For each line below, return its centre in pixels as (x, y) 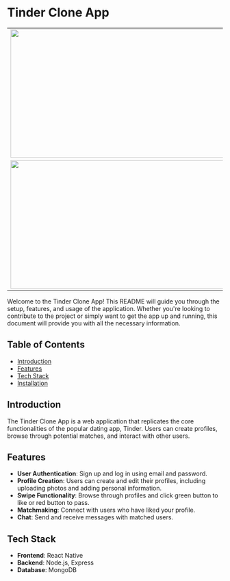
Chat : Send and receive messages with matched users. (95, 517)
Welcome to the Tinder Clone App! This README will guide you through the (114, 301)
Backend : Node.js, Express (55, 563)
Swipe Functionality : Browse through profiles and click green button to (117, 495)
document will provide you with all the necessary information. (94, 323)
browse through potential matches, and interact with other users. (99, 436)
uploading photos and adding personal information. (89, 489)
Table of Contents (46, 345)
